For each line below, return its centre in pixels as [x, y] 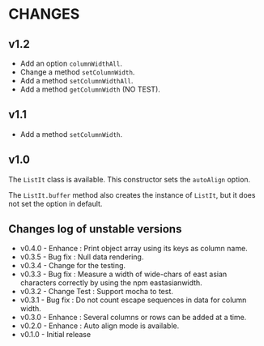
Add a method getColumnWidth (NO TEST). [90, 89]
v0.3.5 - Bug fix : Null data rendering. [82, 257]
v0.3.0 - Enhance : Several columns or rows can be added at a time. [133, 318]
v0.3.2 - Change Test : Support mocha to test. [97, 292]
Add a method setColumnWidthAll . [77, 81]
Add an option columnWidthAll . [71, 63]
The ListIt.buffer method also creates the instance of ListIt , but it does [132, 194]
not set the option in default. [55, 203]
